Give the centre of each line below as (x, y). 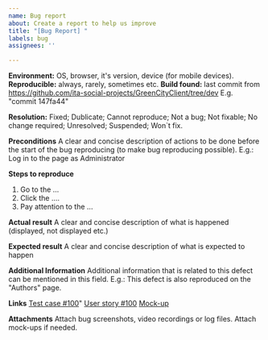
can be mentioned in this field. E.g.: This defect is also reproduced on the (130, 280)
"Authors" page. (35, 288)
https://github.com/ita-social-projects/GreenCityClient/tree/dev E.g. (121, 93)
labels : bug (28, 38)
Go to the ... (39, 189)
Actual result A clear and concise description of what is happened (119, 222)
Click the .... (40, 198)
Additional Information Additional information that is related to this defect (131, 271)
